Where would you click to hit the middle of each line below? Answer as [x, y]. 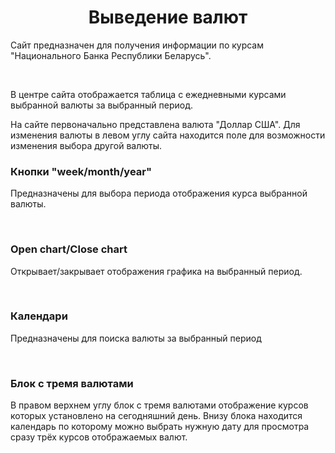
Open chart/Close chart [69, 249]
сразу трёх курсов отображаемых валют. [99, 437]
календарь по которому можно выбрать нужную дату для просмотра [160, 427]
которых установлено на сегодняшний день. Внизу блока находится [156, 416]
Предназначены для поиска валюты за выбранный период [136, 338]
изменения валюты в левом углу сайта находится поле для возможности [168, 135]
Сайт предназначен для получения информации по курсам [137, 45]
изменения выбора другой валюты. [86, 145]
